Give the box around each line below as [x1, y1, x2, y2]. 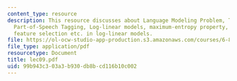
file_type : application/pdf [7, 43, 90, 50]
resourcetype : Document [7, 50, 78, 57]
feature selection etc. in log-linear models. [13, 30, 153, 37]
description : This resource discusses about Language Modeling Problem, [7, 17, 226, 24]
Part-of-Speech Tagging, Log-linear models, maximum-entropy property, [13, 23, 229, 30]
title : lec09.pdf [7, 56, 59, 63]
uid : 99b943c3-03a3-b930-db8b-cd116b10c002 [7, 63, 138, 70]
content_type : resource [7, 10, 78, 18]
